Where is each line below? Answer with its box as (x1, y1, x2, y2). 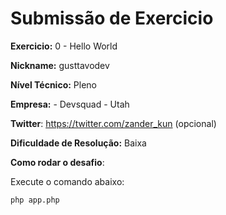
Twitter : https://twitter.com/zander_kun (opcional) (10, 117, 217, 129)
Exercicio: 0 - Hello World (10, 40, 118, 52)
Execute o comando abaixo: (10, 175, 125, 187)
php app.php (10, 195, 60, 205)
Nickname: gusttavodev (10, 59, 110, 71)
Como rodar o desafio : (10, 156, 105, 168)
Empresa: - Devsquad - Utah (10, 98, 130, 110)
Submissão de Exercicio (10, 7, 214, 30)
